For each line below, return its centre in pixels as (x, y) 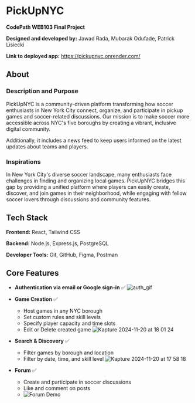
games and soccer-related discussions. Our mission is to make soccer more (98, 116)
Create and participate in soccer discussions (77, 382)
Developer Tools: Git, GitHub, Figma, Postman (62, 255)
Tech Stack (27, 218)
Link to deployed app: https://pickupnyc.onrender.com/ (73, 56)
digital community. (28, 129)
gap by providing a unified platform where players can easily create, (88, 187)
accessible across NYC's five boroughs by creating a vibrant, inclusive (91, 123)
